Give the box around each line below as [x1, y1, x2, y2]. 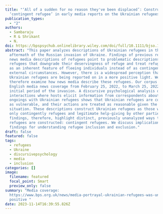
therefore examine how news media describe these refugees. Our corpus [9, 79, 158, 84]
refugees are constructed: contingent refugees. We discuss [9, 120, 133, 125]
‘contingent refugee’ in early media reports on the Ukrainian [9, 12, 140, 17]
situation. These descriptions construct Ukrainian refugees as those [9, 107, 155, 112]
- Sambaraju [9, 30, 34, 35]
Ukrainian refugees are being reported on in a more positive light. [9, 75, 153, 80]
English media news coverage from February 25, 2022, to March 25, [9, 84, 149, 89]
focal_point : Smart [9, 179, 49, 184]
